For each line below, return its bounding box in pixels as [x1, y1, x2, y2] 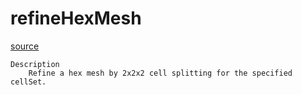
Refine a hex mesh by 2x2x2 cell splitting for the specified [28, 68, 293, 78]
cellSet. [10, 77, 47, 87]
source [10, 40, 40, 52]
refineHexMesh [10, 7, 142, 30]
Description [10, 59, 60, 69]
